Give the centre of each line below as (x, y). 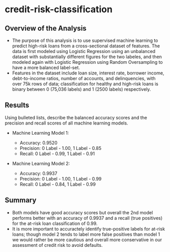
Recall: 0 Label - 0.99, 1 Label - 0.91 (57, 154)
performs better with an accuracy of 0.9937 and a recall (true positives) (87, 218)
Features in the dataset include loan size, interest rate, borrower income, (88, 73)
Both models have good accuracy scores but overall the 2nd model (82, 212)
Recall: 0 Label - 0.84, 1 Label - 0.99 (58, 184)
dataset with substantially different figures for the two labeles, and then (87, 57)
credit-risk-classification (59, 9)
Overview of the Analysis (46, 28)
